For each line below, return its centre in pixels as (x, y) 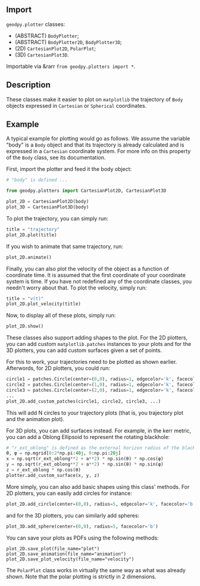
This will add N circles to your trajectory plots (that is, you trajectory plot (95, 413)
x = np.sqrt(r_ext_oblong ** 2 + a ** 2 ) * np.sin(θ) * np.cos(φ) (85, 459)
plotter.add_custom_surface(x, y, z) (53, 475)
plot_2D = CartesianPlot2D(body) (48, 202)
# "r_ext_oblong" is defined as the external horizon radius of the (93, 448)
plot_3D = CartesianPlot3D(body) (48, 207)
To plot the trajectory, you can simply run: (57, 218)
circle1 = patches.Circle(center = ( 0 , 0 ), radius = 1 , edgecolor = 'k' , (90, 379)
